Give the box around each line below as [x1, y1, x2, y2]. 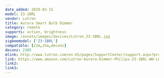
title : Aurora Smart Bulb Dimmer [5, 20, 73, 26]
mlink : [5, 52, 19, 57]
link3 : [5, 66, 19, 71]
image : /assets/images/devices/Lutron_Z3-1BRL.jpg [5, 34, 110, 39]
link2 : [5, 61, 19, 66]
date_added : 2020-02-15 [5, 7, 54, 12]
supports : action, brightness [5, 30, 67, 34]
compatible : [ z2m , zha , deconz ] [5, 43, 67, 48]
